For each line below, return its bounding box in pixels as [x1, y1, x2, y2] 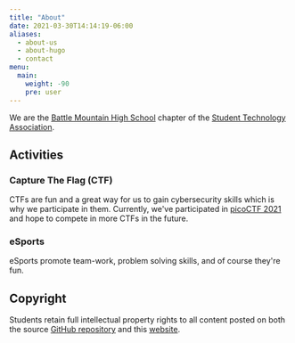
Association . [9, 121, 55, 132]
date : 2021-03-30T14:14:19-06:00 [9, 21, 134, 30]
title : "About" [9, 12, 66, 22]
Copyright [9, 290, 67, 306]
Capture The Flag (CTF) [9, 174, 113, 186]
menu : [9, 63, 29, 72]
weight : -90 [25, 79, 70, 88]
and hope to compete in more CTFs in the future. [9, 213, 189, 224]
